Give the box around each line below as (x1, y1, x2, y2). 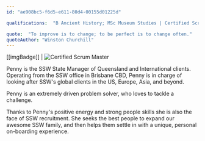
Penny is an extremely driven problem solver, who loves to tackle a (6, 90, 174, 98)
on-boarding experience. (6, 128, 69, 135)
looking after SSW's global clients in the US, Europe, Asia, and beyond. (6, 78, 184, 85)
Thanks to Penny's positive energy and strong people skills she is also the (6, 108, 192, 116)
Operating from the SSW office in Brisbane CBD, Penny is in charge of (6, 71, 182, 79)
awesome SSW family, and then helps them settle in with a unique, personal (6, 121, 197, 129)
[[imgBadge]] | (6, 53, 43, 61)
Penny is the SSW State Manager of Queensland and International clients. (6, 65, 191, 73)
